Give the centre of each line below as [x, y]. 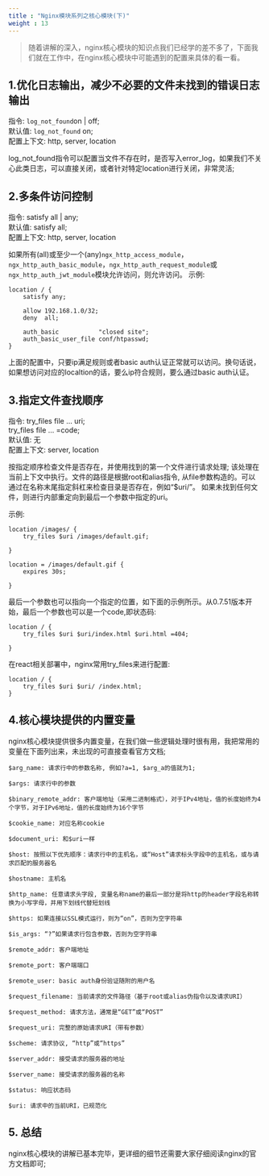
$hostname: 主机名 [37, 879]
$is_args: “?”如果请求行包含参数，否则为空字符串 [83, 934]
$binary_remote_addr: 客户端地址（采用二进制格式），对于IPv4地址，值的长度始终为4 [135, 799]
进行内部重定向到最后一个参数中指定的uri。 [101, 497]
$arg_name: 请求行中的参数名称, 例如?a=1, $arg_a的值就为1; [102, 768]
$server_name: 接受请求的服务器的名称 [67, 1075]
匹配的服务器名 [35, 863]
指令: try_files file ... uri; [47, 420]
